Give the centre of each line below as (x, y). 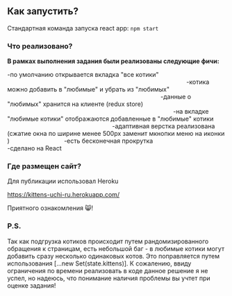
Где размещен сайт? (44, 166)
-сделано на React (35, 148)
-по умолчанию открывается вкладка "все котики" (83, 75)
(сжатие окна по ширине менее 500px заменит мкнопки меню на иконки (116, 134)
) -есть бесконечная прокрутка (80, 141)
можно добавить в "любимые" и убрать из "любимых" (89, 89)
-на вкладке (191, 112)
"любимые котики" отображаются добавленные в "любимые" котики (110, 119)
